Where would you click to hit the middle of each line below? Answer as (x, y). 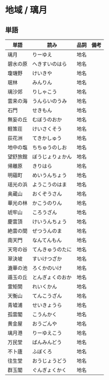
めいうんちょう (50, 175)
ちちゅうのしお (50, 147)
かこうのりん (47, 203)
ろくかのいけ (47, 268)
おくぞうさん (47, 194)
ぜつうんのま (47, 231)
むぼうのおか (47, 119)
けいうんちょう (50, 222)
